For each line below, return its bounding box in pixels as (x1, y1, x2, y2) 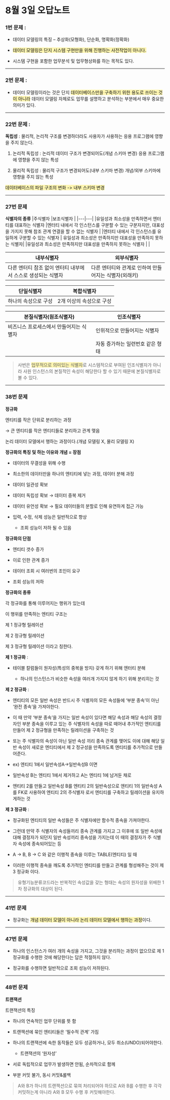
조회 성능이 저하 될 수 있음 (20, 524, 72, 530)
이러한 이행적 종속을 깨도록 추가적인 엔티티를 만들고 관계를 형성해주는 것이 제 (12, 862, 164, 868)
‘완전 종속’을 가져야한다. (12, 704, 60, 710)
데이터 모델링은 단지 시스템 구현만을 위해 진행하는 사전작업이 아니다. (12, 47, 147, 53)
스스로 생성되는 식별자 (14, 272, 63, 279)
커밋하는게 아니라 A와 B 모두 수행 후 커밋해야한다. (17, 1089, 115, 1095)
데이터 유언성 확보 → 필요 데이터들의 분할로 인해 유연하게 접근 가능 (12, 503, 144, 509)
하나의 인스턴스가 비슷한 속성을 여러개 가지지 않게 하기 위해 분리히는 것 (20, 676, 159, 682)
